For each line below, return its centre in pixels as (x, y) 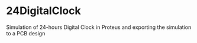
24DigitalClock (43, 11)
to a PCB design (26, 33)
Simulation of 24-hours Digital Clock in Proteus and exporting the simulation (99, 27)
